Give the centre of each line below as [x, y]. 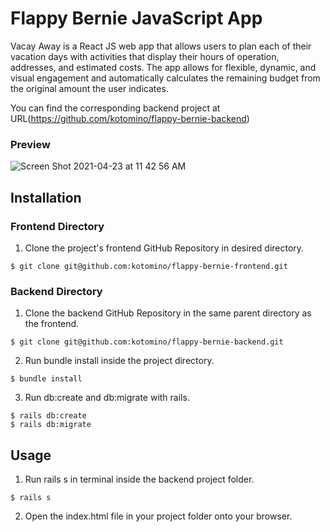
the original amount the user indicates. [89, 88]
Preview [30, 144]
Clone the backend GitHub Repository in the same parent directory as [168, 313]
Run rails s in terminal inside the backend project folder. [139, 479]
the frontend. [52, 324]
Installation [46, 197]
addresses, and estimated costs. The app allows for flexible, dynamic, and [163, 67]
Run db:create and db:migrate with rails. [107, 398]
